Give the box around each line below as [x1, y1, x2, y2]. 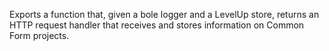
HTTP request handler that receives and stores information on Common [9, 19, 305, 31]
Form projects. [9, 30, 70, 41]
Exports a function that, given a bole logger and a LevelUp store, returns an [9, 9, 320, 20]
